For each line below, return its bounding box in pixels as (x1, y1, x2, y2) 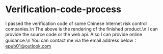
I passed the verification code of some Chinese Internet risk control (5, 20, 147, 26)
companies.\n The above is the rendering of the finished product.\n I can (5, 25, 158, 32)
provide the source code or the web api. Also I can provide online (5, 31, 143, 37)
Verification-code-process (5, 4, 121, 15)
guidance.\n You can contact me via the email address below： (5, 37, 138, 43)
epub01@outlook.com (5, 43, 51, 49)
